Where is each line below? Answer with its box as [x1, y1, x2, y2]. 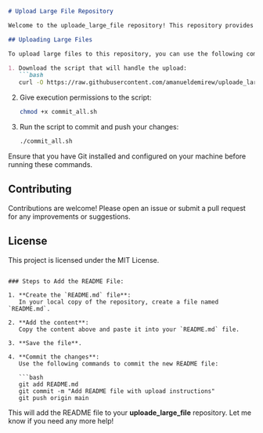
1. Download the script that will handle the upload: [8, 64, 188, 72]
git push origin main [18, 394, 89, 402]
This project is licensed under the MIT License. [8, 255, 160, 264]
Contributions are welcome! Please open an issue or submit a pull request [8, 203, 247, 213]
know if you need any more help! [8, 416, 114, 425]
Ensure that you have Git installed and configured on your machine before [8, 151, 247, 161]
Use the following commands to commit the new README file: [18, 359, 219, 368]
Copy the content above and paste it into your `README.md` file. [18, 326, 240, 333]
